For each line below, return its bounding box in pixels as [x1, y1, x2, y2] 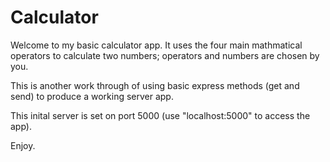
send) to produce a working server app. [10, 90, 174, 102]
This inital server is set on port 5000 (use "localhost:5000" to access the [10, 109, 311, 121]
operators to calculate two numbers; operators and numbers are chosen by [10, 49, 320, 61]
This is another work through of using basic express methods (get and [10, 79, 300, 91]
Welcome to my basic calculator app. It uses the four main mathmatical [10, 39, 303, 51]
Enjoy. [10, 139, 36, 151]
